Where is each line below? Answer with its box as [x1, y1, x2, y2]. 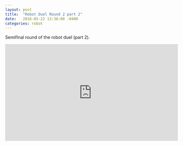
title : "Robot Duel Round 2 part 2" [5, 12, 83, 17]
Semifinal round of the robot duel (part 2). [5, 34, 90, 40]
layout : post [5, 7, 32, 12]
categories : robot [5, 21, 43, 26]
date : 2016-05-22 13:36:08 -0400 [5, 16, 78, 21]
